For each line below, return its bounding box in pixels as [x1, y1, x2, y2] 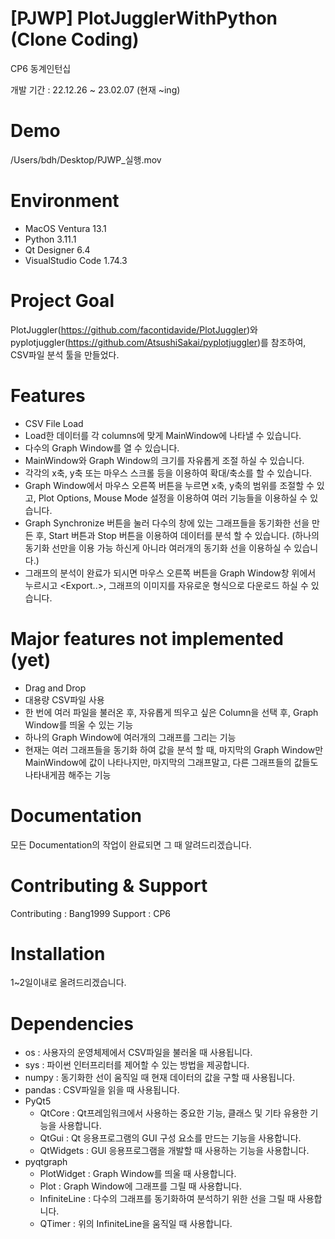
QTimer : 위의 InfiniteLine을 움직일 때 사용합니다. [39, 1218, 233, 1230]
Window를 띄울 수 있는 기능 [24, 718, 134, 731]
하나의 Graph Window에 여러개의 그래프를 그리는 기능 [24, 731, 237, 743]
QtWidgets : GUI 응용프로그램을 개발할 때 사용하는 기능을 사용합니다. [39, 1145, 310, 1157]
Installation [10, 942, 106, 965]
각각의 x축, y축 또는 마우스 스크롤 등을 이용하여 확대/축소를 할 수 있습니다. [24, 467, 313, 479]
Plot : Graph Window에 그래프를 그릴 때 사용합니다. [39, 1180, 243, 1192]
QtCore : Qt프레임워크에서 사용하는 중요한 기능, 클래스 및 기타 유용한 [39, 1107, 308, 1119]
